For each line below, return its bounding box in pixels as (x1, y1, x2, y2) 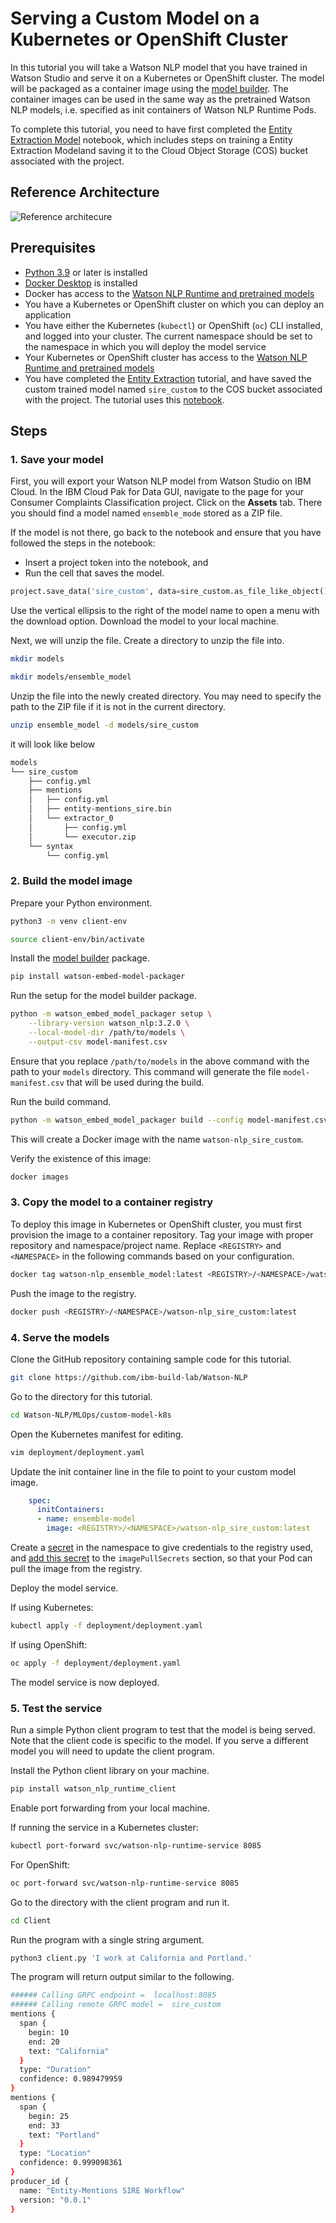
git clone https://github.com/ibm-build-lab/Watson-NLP (10, 1372, 248, 1382)
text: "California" (28, 2046, 110, 2056)
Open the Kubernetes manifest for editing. (10, 1428, 184, 1440)
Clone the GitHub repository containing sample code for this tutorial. (10, 1353, 292, 1365)
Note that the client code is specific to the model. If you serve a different (10, 1735, 309, 1747)
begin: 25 (28, 2111, 70, 2121)
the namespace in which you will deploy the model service (24, 340, 267, 352)
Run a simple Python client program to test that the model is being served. (10, 1724, 316, 1736)
